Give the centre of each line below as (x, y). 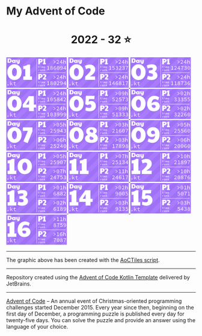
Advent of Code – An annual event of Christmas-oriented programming (94, 301)
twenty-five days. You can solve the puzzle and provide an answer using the (101, 320)
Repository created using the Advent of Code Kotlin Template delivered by (98, 278)
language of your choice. (37, 327)
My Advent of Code (56, 11)
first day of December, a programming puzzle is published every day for (95, 314)
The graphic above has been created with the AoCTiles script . (83, 260)
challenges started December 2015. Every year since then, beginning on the (100, 308)
